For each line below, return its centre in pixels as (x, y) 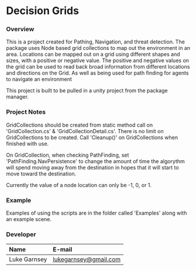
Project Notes (26, 112)
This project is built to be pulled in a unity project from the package (87, 91)
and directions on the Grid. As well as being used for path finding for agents (97, 73)
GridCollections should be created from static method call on (80, 125)
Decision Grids (42, 11)
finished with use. (27, 143)
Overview (20, 29)
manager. (18, 97)
